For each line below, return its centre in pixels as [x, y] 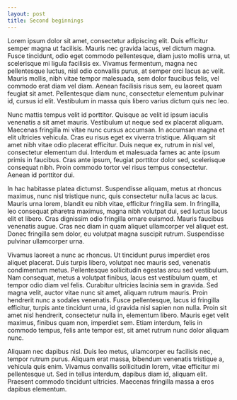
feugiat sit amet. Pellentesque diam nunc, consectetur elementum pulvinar [116, 93]
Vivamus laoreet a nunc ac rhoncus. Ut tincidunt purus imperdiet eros [109, 255]
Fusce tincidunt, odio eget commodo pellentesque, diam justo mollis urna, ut [118, 56]
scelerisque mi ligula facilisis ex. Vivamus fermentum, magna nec [103, 63]
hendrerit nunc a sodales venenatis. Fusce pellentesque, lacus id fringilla [114, 300]
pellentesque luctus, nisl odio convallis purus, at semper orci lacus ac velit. [116, 71]
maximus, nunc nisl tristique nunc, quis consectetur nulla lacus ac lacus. [112, 196]
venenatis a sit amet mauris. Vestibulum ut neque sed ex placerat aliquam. [116, 122]
